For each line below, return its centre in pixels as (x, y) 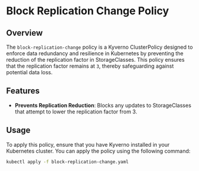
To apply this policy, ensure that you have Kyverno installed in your (88, 144)
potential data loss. (29, 72)
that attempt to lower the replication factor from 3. (76, 112)
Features (23, 91)
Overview (25, 33)
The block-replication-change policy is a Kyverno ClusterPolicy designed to (99, 47)
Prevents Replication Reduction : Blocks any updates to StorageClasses (103, 105)
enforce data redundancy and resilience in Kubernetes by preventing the (95, 53)
